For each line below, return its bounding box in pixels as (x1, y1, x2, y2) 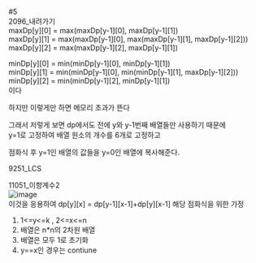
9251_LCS (8, 164, 42, 173)
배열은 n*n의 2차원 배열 (20, 225, 96, 235)
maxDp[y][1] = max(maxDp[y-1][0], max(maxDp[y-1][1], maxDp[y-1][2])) (8, 34, 249, 44)
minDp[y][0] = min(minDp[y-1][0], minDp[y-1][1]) (8, 58, 171, 68)
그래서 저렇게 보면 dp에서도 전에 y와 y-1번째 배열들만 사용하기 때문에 (8, 120, 226, 129)
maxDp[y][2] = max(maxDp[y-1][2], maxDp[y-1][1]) (8, 43, 179, 52)
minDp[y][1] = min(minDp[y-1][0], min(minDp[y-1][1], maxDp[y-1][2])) (8, 67, 239, 76)
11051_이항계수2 (8, 180, 60, 190)
